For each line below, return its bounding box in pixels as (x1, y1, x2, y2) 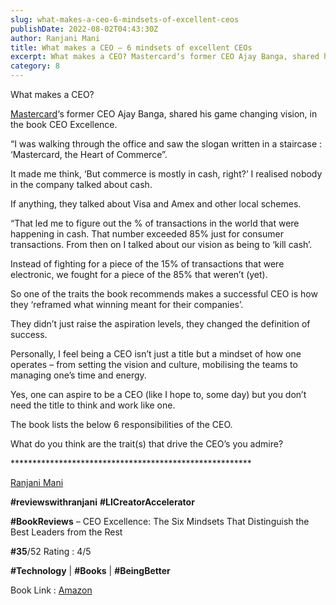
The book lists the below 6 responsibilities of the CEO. (10, 419, 233, 430)
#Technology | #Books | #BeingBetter (10, 565, 171, 576)
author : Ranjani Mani (10, 33, 101, 43)
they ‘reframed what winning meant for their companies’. (10, 299, 244, 310)
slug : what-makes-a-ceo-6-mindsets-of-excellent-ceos (10, 14, 240, 25)
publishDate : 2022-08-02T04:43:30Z (10, 24, 159, 34)
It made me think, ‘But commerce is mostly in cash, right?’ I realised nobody (10, 168, 323, 180)
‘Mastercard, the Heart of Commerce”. (10, 149, 168, 160)
